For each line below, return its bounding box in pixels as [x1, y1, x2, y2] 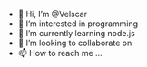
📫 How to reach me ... [17, 48, 103, 58]
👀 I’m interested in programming [17, 18, 139, 29]
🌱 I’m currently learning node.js [17, 28, 136, 38]
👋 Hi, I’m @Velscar [17, 9, 88, 19]
